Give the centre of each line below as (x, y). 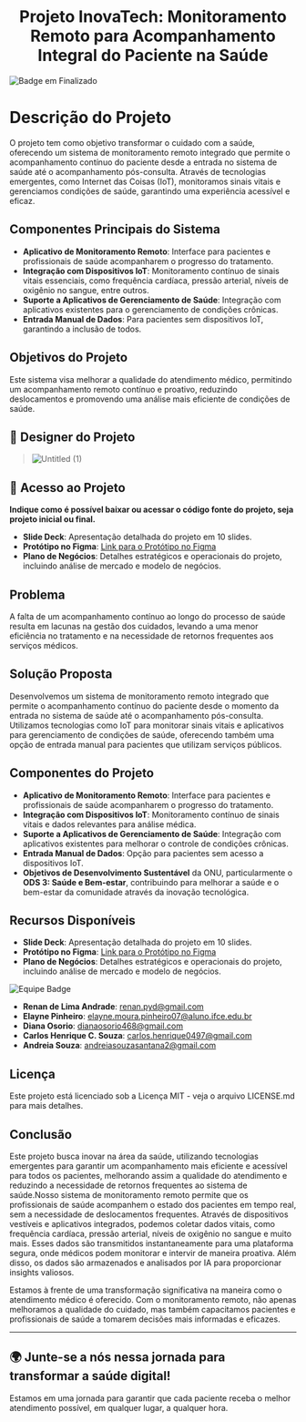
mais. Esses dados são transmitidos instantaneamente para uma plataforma (152, 1243)
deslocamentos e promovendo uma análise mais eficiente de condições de (150, 399)
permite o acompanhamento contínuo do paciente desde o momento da (144, 706)
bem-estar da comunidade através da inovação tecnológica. (136, 892)
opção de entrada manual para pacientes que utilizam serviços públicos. (146, 744)
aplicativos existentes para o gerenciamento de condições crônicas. (150, 309)
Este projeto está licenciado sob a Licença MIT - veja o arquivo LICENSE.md (153, 1096)
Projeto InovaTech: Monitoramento (153, 17)
